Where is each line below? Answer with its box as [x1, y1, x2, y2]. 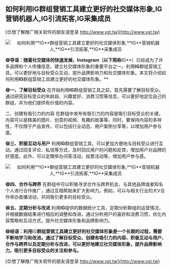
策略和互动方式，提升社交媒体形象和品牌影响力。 [9, 217, 113, 223]
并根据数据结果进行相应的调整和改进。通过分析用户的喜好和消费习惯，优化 [5, 211, 162, 217]
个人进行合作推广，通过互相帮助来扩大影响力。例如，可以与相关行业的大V [5, 187, 161, 194]
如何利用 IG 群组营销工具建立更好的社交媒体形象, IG [5, 5, 162, 14]
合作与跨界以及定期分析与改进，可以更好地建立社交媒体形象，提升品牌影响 [5, 241, 162, 247]
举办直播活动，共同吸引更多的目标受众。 [9, 194, 95, 200]
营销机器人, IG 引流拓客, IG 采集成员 [5, 14, 111, 23]
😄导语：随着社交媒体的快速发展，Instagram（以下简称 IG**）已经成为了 [5, 57, 159, 63]
